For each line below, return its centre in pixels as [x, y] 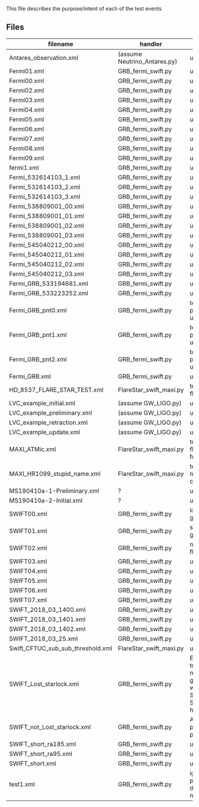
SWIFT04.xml [28, 571]
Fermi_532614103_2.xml [45, 187]
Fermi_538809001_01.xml [46, 216]
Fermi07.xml [27, 138]
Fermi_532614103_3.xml [45, 197]
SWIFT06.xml [28, 590]
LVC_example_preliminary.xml [51, 412]
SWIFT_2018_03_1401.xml [47, 619]
